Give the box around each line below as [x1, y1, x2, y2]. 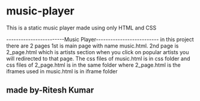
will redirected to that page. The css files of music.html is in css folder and [6, 55, 190, 62]
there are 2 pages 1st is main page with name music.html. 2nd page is [6, 42, 179, 49]
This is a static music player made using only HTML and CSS [6, 24, 157, 31]
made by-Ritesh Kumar [6, 85, 94, 96]
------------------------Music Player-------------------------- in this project [6, 35, 194, 43]
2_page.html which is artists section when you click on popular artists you [6, 48, 189, 55]
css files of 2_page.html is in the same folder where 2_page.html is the [6, 61, 181, 69]
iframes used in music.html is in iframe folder [6, 67, 118, 75]
